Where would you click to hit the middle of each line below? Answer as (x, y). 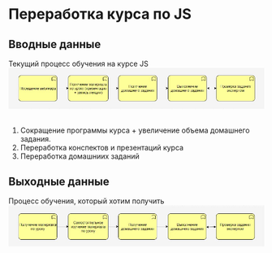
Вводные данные (55, 44)
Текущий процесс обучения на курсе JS (78, 63)
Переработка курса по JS (100, 14)
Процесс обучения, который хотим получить (86, 201)
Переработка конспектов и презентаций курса (102, 147)
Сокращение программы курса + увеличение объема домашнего (135, 130)
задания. (35, 138)
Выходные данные (59, 181)
